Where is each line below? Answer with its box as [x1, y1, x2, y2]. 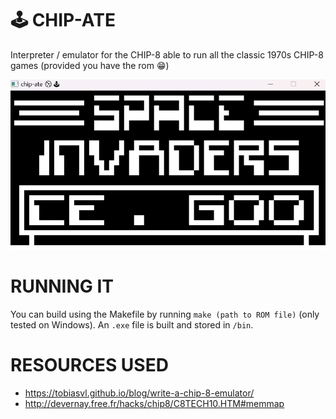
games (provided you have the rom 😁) [10, 59, 170, 71]
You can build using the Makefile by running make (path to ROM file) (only [10, 308, 320, 321]
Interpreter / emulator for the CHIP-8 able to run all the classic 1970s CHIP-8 [10, 48, 324, 61]
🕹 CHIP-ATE [10, 9, 116, 32]
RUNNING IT [10, 275, 114, 298]
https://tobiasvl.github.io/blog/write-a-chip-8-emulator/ [24, 387, 255, 399]
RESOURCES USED [10, 354, 169, 377]
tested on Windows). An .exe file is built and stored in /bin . [10, 319, 254, 331]
